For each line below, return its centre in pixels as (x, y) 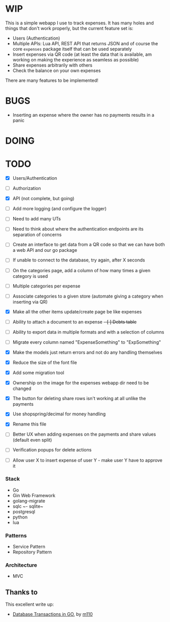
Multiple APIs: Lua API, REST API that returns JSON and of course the (85, 43)
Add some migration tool (38, 373)
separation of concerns (37, 235)
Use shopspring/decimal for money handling (59, 414)
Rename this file (29, 424)
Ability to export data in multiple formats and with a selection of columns (88, 332)
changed (22, 388)
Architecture (21, 565)
